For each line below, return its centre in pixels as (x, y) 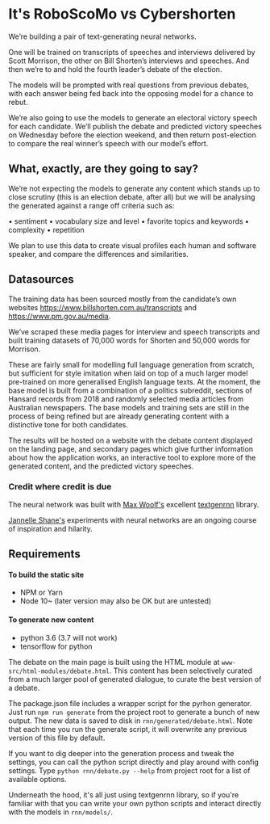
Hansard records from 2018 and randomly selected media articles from (126, 399)
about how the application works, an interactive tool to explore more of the (132, 457)
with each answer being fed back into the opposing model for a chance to (131, 93)
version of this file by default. (57, 738)
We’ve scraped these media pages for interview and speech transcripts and (134, 331)
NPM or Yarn (41, 593)
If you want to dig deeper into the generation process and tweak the (121, 753)
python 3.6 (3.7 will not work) (69, 637)
